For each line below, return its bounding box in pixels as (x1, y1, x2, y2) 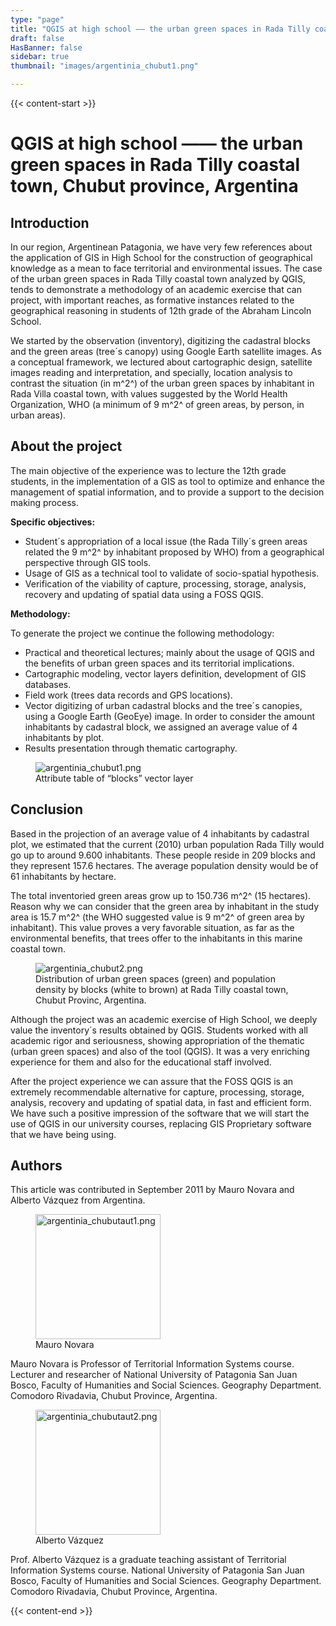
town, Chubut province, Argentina (10, 175, 299, 198)
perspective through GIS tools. (24, 556, 152, 568)
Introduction (10, 214, 90, 231)
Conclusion (10, 801, 84, 818)
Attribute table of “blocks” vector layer (35, 772, 194, 784)
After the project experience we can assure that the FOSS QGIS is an (10, 1075, 294, 1087)
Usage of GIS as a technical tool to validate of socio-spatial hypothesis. (24, 567, 320, 579)
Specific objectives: (10, 516, 96, 528)
